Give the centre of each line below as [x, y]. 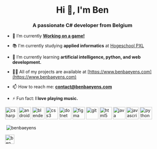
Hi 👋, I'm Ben [82, 10]
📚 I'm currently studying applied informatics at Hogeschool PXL [78, 46]
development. [27, 62]
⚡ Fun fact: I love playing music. [45, 99]
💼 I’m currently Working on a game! [48, 36]
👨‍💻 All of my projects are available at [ [51, 72]
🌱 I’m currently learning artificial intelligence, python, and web [76, 57]
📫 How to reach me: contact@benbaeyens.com [62, 87]
